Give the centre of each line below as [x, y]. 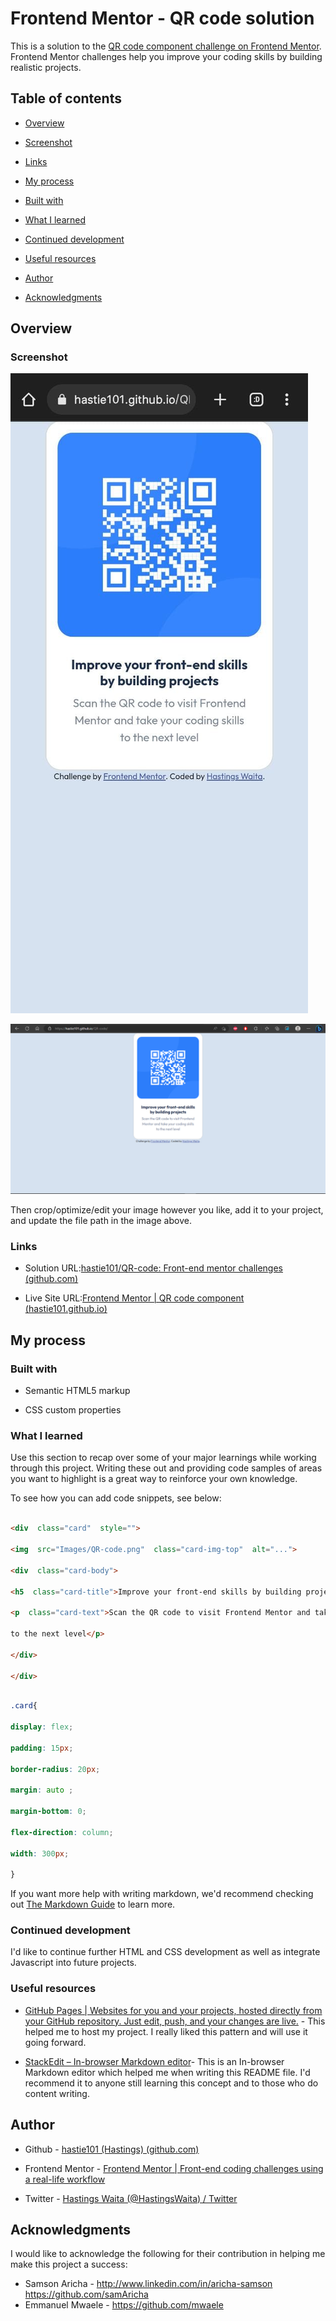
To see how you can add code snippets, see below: [116, 1498]
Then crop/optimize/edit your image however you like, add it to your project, [167, 1210]
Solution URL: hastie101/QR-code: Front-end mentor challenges [153, 1268]
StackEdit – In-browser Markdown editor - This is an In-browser [154, 2061]
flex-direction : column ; [62, 1832]
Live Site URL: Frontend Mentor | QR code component [134, 1298]
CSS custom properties [73, 1410]
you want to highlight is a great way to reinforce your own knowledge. [154, 1479]
